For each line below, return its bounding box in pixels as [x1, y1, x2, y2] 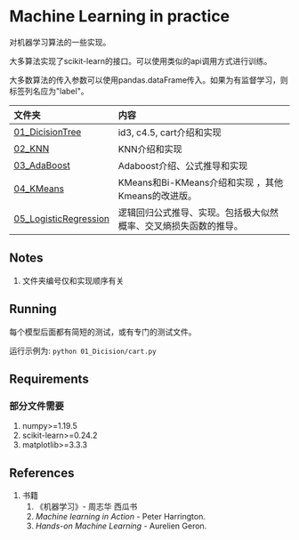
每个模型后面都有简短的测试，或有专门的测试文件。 [9, 326, 197, 337]
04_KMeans [13, 182, 65, 195]
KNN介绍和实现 [117, 142, 182, 155]
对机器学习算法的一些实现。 [9, 36, 111, 47]
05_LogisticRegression [13, 212, 109, 224]
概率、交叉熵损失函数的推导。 [117, 220, 243, 232]
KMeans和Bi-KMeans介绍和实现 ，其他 [117, 176, 283, 189]
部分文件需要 [9, 399, 65, 412]
